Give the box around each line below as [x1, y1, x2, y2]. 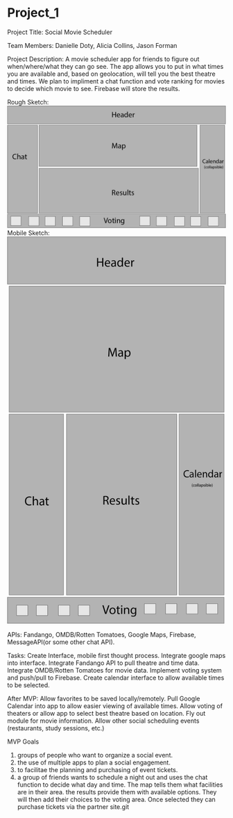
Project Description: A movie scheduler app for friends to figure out [7, 54, 200, 63]
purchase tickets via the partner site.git [17, 803, 130, 811]
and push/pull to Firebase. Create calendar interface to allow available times [7, 673, 225, 682]
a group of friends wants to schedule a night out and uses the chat [17, 773, 208, 782]
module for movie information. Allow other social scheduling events [7, 716, 200, 725]
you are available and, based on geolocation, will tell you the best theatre [7, 70, 216, 78]
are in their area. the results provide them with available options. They [17, 788, 217, 796]
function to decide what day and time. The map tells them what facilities [17, 780, 223, 789]
